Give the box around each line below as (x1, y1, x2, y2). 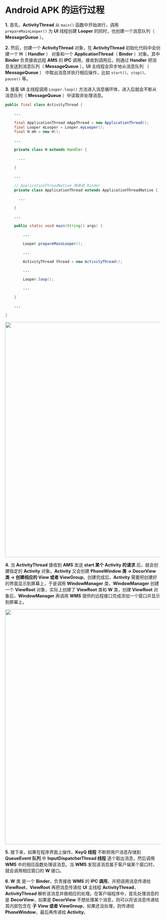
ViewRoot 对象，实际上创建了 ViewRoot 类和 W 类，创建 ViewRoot (14, 586, 153, 592)
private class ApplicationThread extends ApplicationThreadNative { (14, 188, 158, 193)
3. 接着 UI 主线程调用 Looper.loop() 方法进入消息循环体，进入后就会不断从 (5, 86, 157, 92)
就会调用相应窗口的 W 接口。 (5, 868, 64, 873)
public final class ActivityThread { (5, 102, 83, 107)
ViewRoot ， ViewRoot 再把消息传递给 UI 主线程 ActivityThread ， (5, 884, 138, 890)
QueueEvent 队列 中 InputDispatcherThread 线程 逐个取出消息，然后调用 (5, 855, 155, 861)
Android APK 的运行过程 (5, 4, 105, 16)
